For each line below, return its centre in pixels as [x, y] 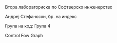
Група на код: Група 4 [28, 26]
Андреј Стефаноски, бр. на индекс [41, 16]
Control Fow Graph [24, 35]
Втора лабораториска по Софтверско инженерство [59, 7]
